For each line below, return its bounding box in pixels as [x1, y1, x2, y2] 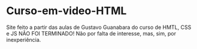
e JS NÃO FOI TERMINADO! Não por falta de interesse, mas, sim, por [6, 30, 177, 37]
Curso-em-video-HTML [6, 4, 127, 18]
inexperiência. [6, 36, 41, 43]
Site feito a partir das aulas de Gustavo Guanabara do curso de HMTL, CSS [6, 24, 192, 31]
